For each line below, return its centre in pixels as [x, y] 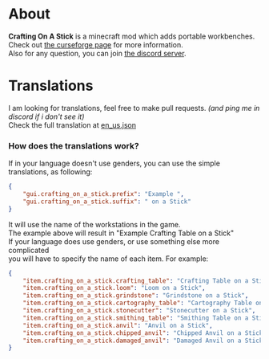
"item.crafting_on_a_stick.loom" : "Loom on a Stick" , [114, 288]
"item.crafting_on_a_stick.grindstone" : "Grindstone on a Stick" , [136, 296]
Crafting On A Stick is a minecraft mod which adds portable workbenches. [132, 36]
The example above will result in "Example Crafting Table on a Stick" [121, 233]
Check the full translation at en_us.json [72, 124]
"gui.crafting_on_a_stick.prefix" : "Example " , [103, 194]
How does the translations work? [74, 145]
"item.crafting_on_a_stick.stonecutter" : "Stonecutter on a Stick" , [139, 311]
